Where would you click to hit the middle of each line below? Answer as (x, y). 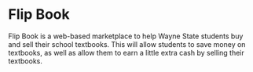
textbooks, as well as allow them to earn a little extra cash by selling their (126, 52)
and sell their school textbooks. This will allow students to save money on (127, 44)
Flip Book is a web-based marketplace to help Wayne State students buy (126, 36)
